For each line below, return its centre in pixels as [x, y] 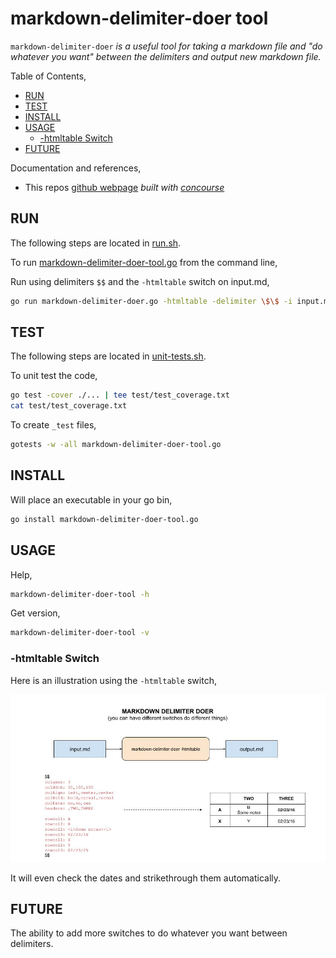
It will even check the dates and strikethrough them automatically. [146, 878]
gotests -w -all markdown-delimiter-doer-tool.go [116, 445]
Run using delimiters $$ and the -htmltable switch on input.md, [140, 281]
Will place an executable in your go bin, [91, 499]
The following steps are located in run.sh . [96, 243]
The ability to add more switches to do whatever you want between [149, 933]
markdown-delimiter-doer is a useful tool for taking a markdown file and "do [166, 46]
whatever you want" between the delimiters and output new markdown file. [166, 56]
